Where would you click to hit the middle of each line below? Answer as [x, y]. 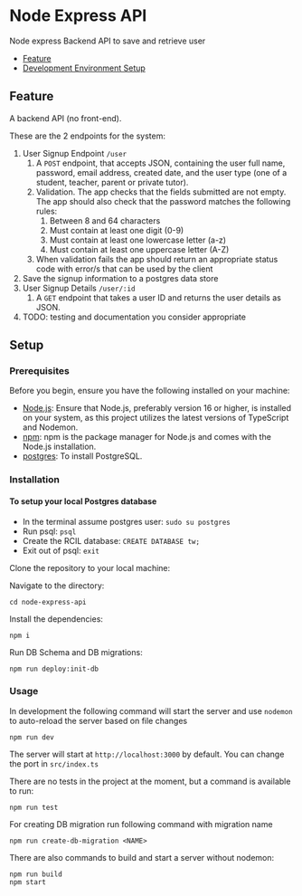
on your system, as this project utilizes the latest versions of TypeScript [156, 418]
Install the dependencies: [57, 619]
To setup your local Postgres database [83, 501]
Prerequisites [39, 371]
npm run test [34, 807]
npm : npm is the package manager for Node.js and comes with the [146, 437]
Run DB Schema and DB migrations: [76, 652]
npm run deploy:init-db [54, 669]
